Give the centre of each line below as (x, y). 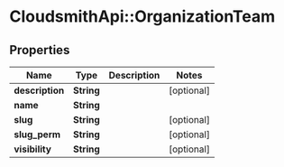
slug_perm (37, 135)
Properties (40, 50)
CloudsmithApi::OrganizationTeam (142, 17)
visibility (33, 149)
